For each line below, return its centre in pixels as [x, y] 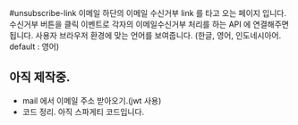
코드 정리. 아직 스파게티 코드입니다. [83, 112]
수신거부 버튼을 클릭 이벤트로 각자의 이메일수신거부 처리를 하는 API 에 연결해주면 [149, 24]
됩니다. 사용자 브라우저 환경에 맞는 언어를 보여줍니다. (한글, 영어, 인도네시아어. [145, 35]
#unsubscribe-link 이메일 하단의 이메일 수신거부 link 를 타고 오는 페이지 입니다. [148, 13]
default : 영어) [34, 46]
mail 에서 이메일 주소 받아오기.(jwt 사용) [92, 100]
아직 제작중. [40, 77]
